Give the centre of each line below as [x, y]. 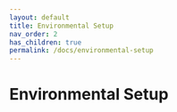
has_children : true [46, 42]
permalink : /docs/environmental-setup [81, 51]
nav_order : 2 [34, 34]
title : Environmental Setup [62, 26]
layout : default [39, 17]
